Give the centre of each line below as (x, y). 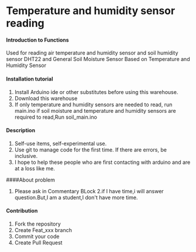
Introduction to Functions (37, 40)
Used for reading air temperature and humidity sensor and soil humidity (92, 53)
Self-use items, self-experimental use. (61, 143)
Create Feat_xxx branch (43, 230)
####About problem (31, 180)
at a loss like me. (35, 168)
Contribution (22, 211)
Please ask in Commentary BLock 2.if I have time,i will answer (89, 191)
